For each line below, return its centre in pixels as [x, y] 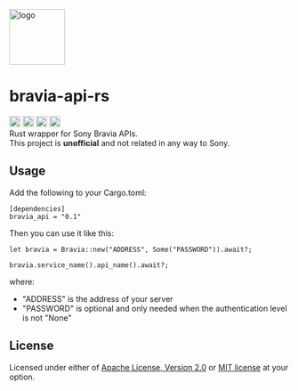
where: [22, 281]
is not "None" [47, 318]
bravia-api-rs [59, 96]
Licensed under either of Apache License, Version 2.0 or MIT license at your [149, 367]
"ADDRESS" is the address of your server [97, 298]
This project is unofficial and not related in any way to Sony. [120, 143]
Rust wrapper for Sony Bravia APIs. [73, 134]
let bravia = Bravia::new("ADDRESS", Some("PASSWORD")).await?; [131, 249]
